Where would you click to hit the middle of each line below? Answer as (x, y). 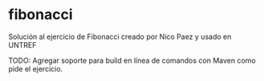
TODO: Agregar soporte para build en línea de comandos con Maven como (132, 60)
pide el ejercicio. (36, 68)
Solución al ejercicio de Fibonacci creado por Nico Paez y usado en (120, 37)
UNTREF (22, 44)
